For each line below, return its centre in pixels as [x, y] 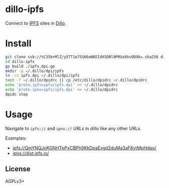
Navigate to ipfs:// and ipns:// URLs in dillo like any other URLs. [73, 128]
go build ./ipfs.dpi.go [30, 66]
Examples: [16, 138]
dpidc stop [17, 94]
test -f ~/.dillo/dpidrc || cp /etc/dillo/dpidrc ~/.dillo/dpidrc [76, 80]
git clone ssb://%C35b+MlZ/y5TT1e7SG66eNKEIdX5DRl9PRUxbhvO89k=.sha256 [82, 57]
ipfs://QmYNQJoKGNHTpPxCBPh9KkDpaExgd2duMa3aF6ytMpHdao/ [84, 148]
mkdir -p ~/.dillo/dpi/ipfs [35, 71]
